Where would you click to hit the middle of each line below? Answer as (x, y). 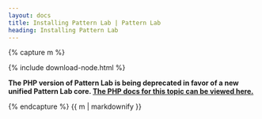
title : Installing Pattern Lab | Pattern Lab (84, 23)
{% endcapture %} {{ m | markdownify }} (75, 106)
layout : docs (30, 15)
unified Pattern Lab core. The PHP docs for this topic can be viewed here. (131, 91)
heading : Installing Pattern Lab (63, 30)
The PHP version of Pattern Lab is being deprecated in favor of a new (123, 83)
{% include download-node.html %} (67, 68)
